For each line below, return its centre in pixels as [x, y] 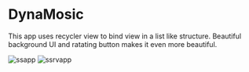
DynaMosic [46, 14]
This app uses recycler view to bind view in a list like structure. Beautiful [125, 36]
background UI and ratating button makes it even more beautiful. [113, 44]
